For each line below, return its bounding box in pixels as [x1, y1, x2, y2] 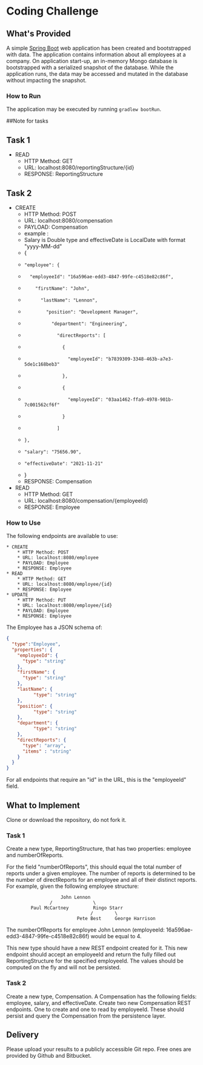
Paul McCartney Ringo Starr [30, 905, 123, 911]
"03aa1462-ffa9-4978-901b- [105, 396, 174, 403]
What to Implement [6, 800, 80, 810]
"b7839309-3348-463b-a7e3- [105, 356, 174, 362]
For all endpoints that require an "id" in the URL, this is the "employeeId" [6, 776, 187, 784]
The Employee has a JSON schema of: [6, 623, 102, 631]
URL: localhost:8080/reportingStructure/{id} [24, 164, 135, 171]
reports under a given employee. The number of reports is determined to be [6, 870, 196, 877]
